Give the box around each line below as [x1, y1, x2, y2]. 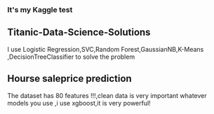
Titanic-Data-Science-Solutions [7, 27, 151, 38]
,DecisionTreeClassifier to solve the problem [7, 52, 135, 61]
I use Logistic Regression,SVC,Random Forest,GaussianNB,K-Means [7, 45, 204, 53]
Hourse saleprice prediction [7, 73, 132, 85]
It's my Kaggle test [7, 5, 73, 15]
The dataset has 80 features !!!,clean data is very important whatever [7, 91, 207, 99]
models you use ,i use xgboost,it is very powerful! [7, 99, 151, 107]
